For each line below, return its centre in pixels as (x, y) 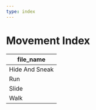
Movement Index (48, 40)
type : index (21, 11)
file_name (32, 59)
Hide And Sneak (32, 69)
